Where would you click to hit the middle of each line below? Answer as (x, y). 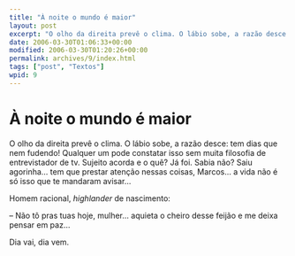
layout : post (33, 26)
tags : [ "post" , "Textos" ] (57, 67)
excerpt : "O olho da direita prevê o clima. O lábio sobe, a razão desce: (150, 34)
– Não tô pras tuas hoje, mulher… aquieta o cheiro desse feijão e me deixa (144, 215)
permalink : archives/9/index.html (73, 58)
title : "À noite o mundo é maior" (73, 17)
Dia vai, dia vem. (39, 242)
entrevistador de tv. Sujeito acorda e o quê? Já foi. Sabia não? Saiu (131, 162)
